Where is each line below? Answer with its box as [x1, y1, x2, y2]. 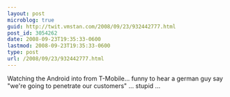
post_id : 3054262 [7, 29, 58, 37]
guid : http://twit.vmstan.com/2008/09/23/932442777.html [7, 23, 176, 30]
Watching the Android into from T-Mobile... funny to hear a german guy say [7, 74, 223, 82]
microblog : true [7, 17, 54, 24]
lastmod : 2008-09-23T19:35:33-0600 [7, 42, 111, 49]
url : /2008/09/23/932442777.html [7, 55, 105, 62]
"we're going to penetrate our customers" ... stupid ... [7, 81, 161, 90]
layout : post [7, 10, 45, 17]
